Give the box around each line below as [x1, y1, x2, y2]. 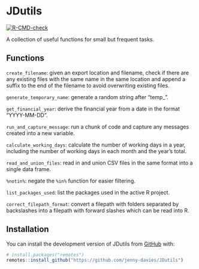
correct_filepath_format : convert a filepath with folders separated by [6, 200, 179, 208]
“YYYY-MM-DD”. [6, 111, 48, 118]
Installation [6, 224, 49, 235]
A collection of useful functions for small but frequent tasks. [6, 35, 155, 43]
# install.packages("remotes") [6, 252, 85, 258]
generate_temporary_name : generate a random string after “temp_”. [6, 93, 169, 100]
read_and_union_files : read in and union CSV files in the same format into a [6, 159, 193, 166]
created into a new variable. [6, 129, 75, 136]
